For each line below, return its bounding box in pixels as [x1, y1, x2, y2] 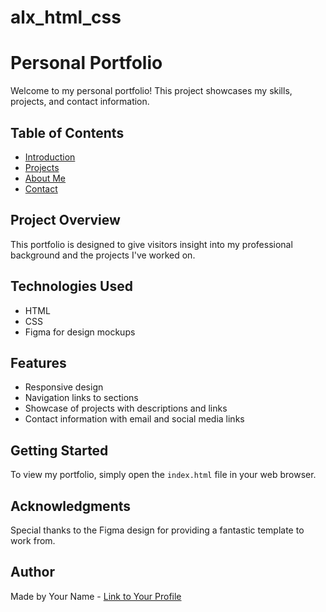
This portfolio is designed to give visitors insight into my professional [10, 238, 293, 250]
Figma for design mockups [24, 326, 136, 338]
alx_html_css [10, 6, 122, 29]
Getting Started [10, 442, 109, 459]
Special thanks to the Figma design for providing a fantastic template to [10, 524, 305, 536]
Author [10, 564, 55, 581]
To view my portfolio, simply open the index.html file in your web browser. [10, 469, 317, 481]
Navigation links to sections [24, 392, 139, 404]
